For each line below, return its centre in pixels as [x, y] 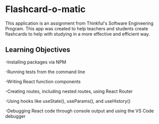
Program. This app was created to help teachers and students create [77, 28]
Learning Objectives [38, 50]
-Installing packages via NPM [36, 62]
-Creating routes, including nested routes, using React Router [69, 91]
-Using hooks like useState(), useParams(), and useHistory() [68, 101]
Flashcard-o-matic [45, 9]
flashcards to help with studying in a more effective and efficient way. [78, 34]
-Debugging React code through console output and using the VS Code [79, 111]
